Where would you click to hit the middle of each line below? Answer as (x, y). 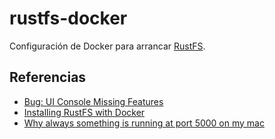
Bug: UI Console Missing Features (93, 101)
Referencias (48, 77)
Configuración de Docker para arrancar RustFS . (107, 46)
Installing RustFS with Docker (84, 112)
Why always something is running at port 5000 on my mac (144, 123)
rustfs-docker (68, 18)
